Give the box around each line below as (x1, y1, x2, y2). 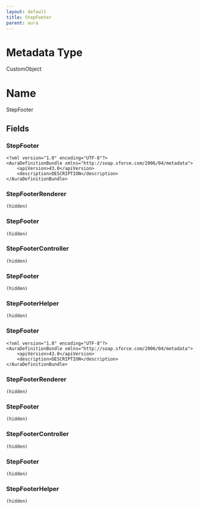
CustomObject (6, 65, 42, 72)
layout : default (6, 8, 46, 15)
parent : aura (6, 20, 39, 26)
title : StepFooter (6, 14, 52, 20)
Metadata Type (6, 45, 83, 59)
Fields (6, 123, 30, 133)
